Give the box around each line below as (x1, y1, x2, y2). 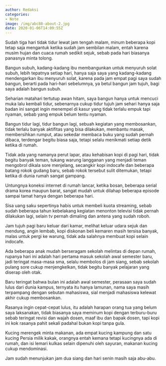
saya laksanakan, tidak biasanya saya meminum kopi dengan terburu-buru (5, 310, 157, 316)
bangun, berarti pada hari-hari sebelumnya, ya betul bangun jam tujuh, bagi (5, 80, 160, 87)
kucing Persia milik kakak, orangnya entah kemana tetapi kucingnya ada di (5, 335, 157, 341)
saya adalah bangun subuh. (5, 86, 62, 92)
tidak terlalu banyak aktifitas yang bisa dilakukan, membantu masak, (5, 126, 145, 132)
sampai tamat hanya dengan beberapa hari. (5, 193, 94, 199)
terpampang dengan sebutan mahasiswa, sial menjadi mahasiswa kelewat (5, 290, 157, 295)
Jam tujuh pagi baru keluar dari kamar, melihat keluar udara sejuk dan (5, 223, 148, 229)
